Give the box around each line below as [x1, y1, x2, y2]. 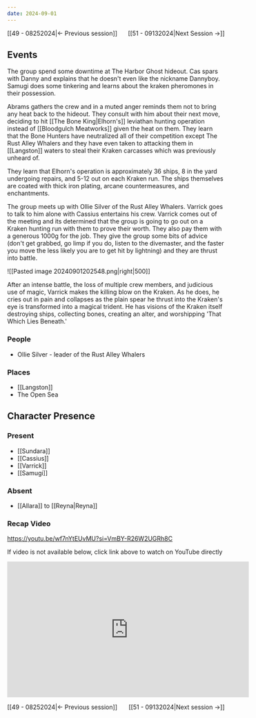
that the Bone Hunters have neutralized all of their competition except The [7, 132, 217, 140]
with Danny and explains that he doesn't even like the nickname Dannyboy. [7, 74, 220, 83]
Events [7, 49, 38, 61]
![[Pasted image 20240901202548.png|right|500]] [7, 267, 150, 276]
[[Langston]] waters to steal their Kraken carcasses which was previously [7, 146, 216, 155]
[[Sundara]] [17, 446, 50, 455]
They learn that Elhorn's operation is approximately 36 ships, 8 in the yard [7, 167, 217, 176]
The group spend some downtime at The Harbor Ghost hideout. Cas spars [7, 67, 219, 76]
